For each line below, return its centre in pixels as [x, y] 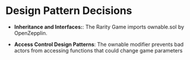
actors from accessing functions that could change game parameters [98, 50]
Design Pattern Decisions [69, 11]
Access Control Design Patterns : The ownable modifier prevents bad [99, 44]
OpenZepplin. [31, 33]
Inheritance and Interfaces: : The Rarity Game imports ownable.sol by [99, 27]
